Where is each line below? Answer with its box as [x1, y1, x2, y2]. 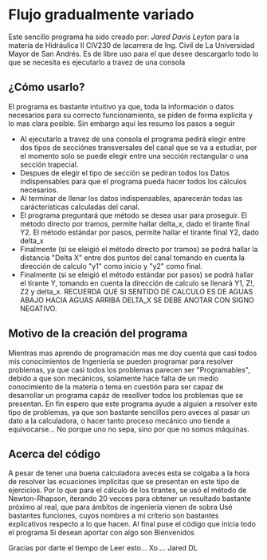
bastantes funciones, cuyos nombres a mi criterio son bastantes [8, 511, 219, 520]
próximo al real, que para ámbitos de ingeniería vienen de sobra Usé [8, 503, 233, 512]
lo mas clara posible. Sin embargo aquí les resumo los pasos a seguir [8, 118, 235, 128]
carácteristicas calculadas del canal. [19, 202, 140, 211]
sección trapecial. [19, 160, 79, 169]
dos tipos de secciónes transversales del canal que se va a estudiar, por [19, 142, 257, 152]
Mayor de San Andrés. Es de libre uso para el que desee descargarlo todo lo [8, 49, 259, 58]
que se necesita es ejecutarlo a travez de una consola [8, 57, 186, 67]
